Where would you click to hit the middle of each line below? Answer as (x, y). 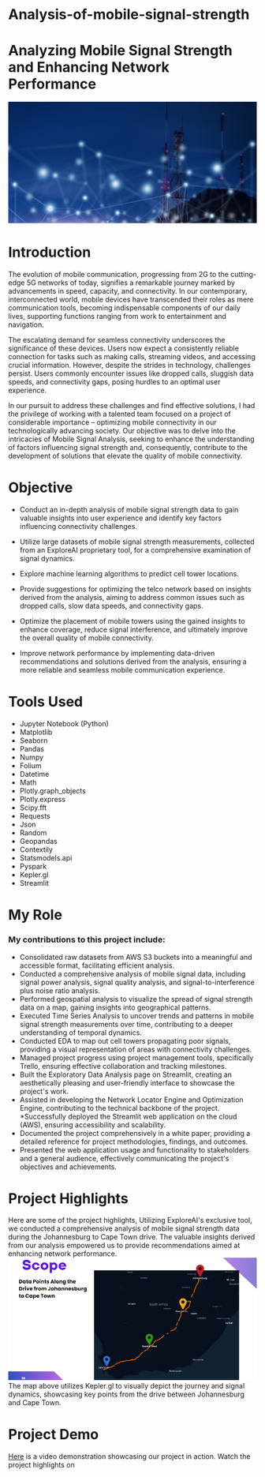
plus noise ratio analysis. (60, 990)
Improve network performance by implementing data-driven (117, 654)
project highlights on (41, 1464)
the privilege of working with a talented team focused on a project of (119, 414)
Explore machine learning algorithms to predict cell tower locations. (129, 574)
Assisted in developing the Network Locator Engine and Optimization (131, 1100)
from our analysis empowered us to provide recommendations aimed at (124, 1246)
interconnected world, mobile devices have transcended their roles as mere (131, 300)
